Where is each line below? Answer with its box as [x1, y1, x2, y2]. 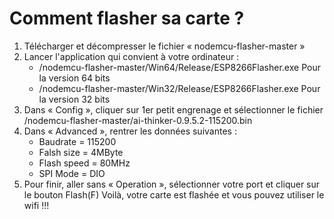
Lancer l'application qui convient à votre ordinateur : [23, 50, 240, 62]
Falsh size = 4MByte [38, 146, 124, 158]
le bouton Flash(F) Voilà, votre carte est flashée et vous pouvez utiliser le [23, 188, 325, 201]
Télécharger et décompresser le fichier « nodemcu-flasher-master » [23, 40, 306, 52]
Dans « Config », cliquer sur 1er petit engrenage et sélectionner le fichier [23, 103, 324, 116]
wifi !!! [23, 199, 50, 211]
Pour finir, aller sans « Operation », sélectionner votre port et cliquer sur [23, 178, 321, 190]
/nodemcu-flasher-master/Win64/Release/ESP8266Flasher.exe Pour [38, 61, 321, 73]
